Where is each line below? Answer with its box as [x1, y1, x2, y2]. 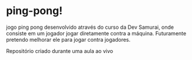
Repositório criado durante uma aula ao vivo [6, 47, 114, 54]
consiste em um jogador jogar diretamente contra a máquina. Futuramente [6, 29, 187, 36]
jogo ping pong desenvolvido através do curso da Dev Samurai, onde [6, 24, 174, 31]
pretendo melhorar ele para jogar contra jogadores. [6, 36, 131, 43]
